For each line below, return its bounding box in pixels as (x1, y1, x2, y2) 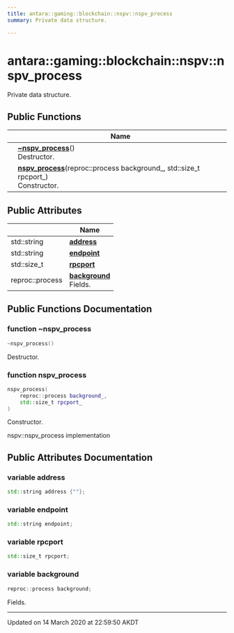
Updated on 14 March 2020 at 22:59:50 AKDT (7, 618, 139, 626)
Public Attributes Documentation (7, 451, 153, 464)
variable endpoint (7, 505, 68, 514)
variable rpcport (7, 537, 64, 547)
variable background (7, 570, 79, 579)
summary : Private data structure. (7, 17, 108, 24)
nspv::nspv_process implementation (7, 432, 110, 440)
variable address (7, 472, 65, 482)
